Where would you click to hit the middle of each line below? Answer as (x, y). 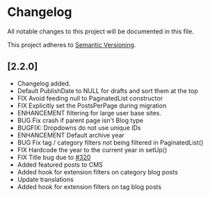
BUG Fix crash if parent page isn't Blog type (80, 120)
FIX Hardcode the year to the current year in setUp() (92, 149)
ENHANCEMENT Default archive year (71, 135)
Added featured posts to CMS (60, 165)
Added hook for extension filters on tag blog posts (89, 187)
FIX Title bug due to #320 (54, 157)
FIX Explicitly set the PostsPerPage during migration (92, 106)
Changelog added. (44, 83)
